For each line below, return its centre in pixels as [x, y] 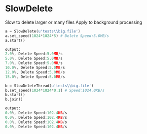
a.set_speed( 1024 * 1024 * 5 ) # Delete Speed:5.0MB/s [57, 36]
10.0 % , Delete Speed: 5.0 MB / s [35, 68]
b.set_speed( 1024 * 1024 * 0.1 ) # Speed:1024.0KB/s [55, 90]
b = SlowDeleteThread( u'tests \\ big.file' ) [49, 86]
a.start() [15, 40]
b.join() [14, 100]
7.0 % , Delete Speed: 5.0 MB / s [34, 63]
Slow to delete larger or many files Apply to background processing [73, 22]
